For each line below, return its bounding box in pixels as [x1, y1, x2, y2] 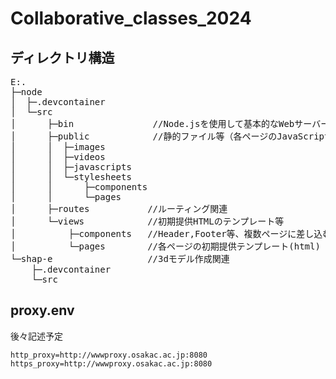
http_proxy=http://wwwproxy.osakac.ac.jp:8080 [10, 350, 208, 360]
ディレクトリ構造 [10, 49, 115, 66]
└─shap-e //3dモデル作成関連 [10, 253, 230, 264]
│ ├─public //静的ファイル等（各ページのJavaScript [10, 131, 330, 142]
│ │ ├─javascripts [10, 162, 132, 172]
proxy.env [10, 302, 75, 319]
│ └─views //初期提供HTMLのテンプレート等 [10, 216, 285, 227]
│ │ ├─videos [10, 152, 106, 162]
